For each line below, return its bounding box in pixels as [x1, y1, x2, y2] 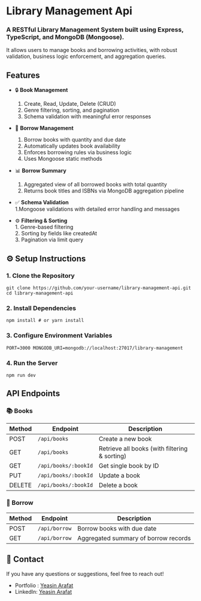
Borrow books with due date [77, 524, 157, 532]
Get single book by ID [98, 461, 160, 470]
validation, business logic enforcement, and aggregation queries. [6, 53, 166, 60]
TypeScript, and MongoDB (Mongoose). [6, 33, 124, 41]
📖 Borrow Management [14, 124, 74, 132]
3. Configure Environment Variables [6, 332, 112, 340]
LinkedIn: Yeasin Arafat [14, 588, 72, 595]
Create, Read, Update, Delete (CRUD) [23, 100, 117, 108]
